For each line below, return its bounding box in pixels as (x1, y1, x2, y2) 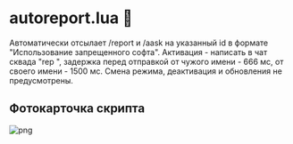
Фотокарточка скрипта (9, 101, 146, 116)
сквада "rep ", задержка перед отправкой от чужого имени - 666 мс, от (9, 56, 284, 67)
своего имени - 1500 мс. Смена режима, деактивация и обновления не (9, 66, 283, 76)
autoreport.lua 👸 (9, 8, 133, 28)
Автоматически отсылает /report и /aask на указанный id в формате (9, 37, 269, 48)
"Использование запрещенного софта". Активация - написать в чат (9, 46, 268, 57)
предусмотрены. (9, 75, 74, 85)
